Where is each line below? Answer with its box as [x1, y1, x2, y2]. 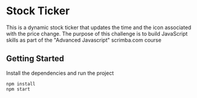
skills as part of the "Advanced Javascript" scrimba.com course [6, 36, 162, 43]
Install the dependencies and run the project [6, 69, 114, 77]
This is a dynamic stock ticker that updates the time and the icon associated [6, 24, 192, 31]
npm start [6, 86, 31, 92]
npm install [6, 81, 35, 87]
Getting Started [6, 53, 64, 64]
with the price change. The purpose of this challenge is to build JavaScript [6, 30, 188, 37]
